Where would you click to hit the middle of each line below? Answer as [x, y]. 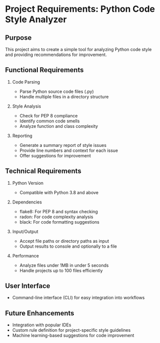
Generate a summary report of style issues [63, 145]
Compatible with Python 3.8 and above [59, 192]
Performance [26, 256]
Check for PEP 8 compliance [48, 115]
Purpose [18, 38]
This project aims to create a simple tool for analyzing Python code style [78, 49]
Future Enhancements [40, 313]
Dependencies [27, 202]
